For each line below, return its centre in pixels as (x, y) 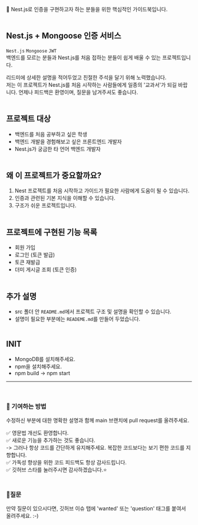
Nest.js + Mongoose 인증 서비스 (64, 36)
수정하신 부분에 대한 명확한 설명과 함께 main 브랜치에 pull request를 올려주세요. (98, 421)
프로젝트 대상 (29, 119)
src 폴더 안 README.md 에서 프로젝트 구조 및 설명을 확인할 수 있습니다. (93, 311)
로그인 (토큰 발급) (35, 255)
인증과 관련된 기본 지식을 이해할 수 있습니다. (65, 198)
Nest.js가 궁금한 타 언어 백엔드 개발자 (58, 149)
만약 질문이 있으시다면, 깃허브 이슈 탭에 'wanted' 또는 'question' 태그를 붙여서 (96, 508)
